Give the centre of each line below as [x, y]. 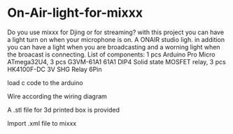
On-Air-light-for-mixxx [75, 13]
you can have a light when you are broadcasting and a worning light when [114, 47]
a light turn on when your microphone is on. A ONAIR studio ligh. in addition [116, 39]
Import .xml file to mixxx [42, 123]
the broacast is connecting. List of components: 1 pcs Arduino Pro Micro [111, 54]
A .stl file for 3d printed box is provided [64, 110]
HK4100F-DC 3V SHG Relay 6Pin [55, 69]
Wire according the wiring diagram [57, 96]
